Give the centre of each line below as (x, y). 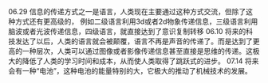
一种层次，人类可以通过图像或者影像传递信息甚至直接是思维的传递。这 (137, 51)
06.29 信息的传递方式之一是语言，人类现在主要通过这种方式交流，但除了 (127, 11)
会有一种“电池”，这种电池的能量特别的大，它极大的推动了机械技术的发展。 (130, 71)
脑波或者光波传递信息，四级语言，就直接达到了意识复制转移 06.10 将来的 (127, 31)
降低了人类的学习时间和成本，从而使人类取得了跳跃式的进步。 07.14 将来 (140, 61)
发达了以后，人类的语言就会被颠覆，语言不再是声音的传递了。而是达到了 (134, 41)
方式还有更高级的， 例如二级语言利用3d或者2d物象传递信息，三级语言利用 (136, 21)
